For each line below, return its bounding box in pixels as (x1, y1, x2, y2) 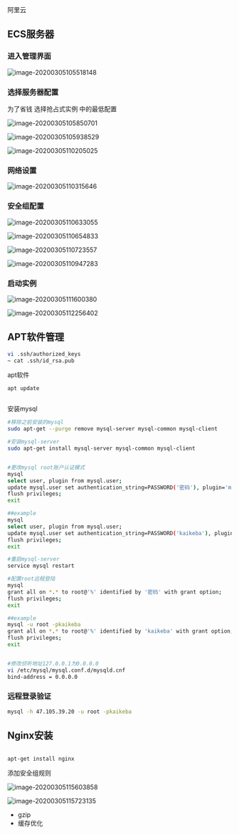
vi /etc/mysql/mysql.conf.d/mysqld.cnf (7, 667, 126, 674)
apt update (7, 385, 40, 392)
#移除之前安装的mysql (7, 418, 64, 426)
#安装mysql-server (7, 438, 60, 445)
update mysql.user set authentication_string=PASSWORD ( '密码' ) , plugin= (7, 484, 225, 491)
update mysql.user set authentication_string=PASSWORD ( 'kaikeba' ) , (7, 529, 212, 537)
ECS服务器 (7, 28, 55, 41)
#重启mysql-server (7, 556, 60, 563)
